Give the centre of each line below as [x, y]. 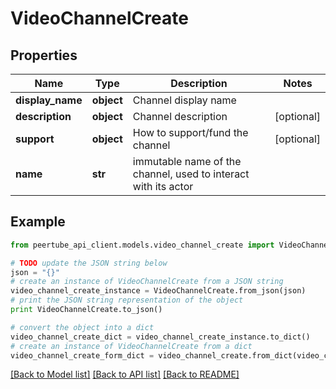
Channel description [180, 116]
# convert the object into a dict [82, 327]
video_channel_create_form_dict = [82, 355]
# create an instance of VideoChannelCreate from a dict [131, 346]
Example [38, 222]
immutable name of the [187, 161]
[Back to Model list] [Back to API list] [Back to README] [125, 374]
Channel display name [184, 100]
